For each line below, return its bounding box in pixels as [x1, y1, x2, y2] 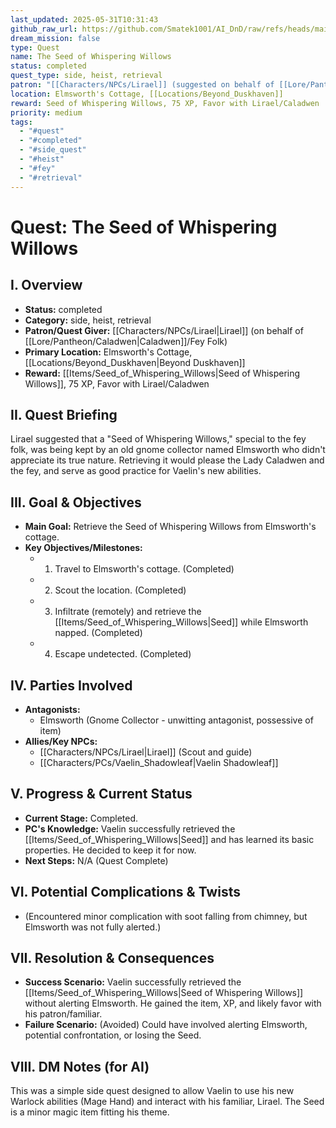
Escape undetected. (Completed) [54, 648, 192, 660]
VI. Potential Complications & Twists [10, 884, 241, 901]
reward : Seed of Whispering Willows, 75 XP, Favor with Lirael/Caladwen [10, 98, 320, 108]
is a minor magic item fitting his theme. [10, 1106, 170, 1118]
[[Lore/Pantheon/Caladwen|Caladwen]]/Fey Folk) [24, 335, 228, 347]
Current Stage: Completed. [24, 812, 139, 824]
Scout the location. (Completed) [54, 584, 187, 596]
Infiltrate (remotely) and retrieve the [54, 606, 202, 618]
